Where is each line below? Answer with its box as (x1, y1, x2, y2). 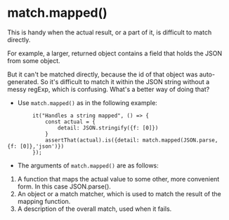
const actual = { (44, 118, 96, 125)
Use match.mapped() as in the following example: (17, 98, 158, 106)
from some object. (7, 56, 61, 64)
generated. (7, 77, 39, 85)
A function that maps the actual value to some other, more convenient (17, 174, 220, 183)
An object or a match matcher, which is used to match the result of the (17, 189, 221, 198)
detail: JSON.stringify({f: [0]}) (57, 124, 159, 131)
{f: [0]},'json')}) (7, 142, 65, 150)
